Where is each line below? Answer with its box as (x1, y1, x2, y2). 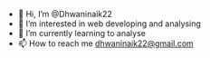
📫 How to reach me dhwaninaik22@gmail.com (17, 38, 195, 49)
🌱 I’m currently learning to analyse (17, 28, 147, 38)
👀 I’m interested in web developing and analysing (17, 18, 202, 29)
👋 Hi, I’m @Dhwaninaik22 (17, 9, 113, 19)
